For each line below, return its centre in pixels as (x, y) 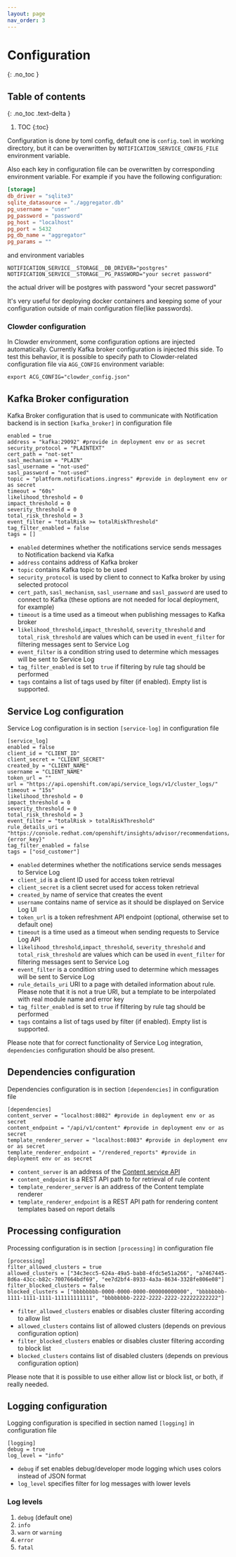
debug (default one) (45, 1517)
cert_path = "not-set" (40, 455)
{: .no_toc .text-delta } (39, 114)
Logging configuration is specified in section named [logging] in (101, 1423)
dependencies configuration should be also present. (81, 1050)
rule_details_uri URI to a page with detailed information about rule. (116, 984)
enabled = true (29, 436)
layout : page (26, 14)
